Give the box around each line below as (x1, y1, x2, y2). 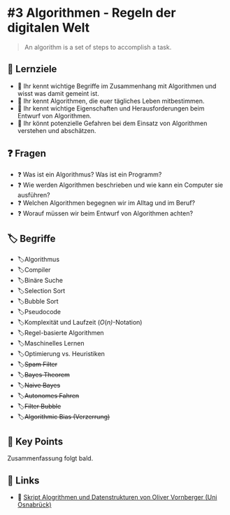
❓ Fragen (7, 148, 47, 160)
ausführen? (17, 190, 50, 199)
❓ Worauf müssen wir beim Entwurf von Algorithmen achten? (17, 209, 194, 218)
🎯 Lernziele (7, 63, 57, 75)
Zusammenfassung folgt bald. (7, 454, 94, 463)
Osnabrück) (17, 500, 52, 509)
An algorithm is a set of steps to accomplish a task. (24, 43, 172, 51)
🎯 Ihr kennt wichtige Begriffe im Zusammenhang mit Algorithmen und (17, 82, 217, 90)
